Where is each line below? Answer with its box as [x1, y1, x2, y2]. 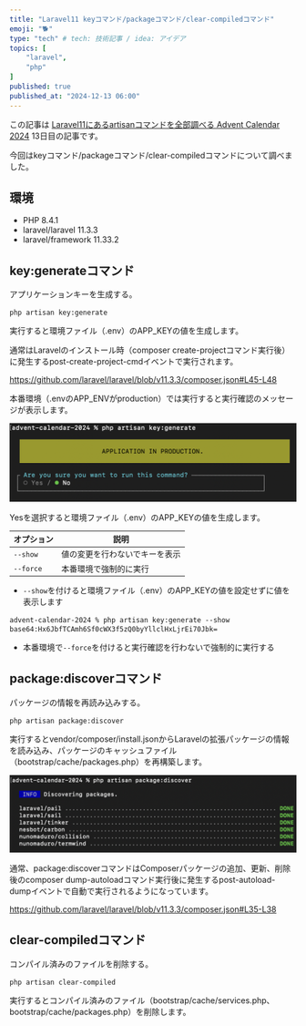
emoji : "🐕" [9, 24, 53, 34]
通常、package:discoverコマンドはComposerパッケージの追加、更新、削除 [9, 862, 291, 874]
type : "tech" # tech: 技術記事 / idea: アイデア [9, 34, 187, 43]
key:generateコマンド [9, 262, 135, 278]
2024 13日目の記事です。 [9, 130, 103, 141]
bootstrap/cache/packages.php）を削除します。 [9, 1006, 191, 1017]
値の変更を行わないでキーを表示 [61, 549, 181, 559]
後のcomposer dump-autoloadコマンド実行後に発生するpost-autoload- [9, 874, 276, 885]
